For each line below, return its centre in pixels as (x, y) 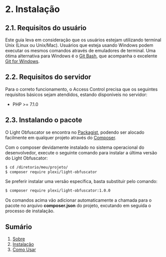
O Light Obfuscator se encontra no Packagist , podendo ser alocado (75, 132)
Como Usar (24, 249)
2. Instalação (32, 9)
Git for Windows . (22, 61)
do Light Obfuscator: (26, 158)
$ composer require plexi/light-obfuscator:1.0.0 (58, 191)
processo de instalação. (30, 211)
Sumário (19, 227)
